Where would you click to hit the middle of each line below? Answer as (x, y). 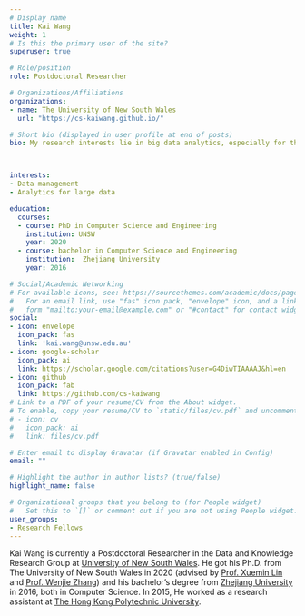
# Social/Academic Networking (67, 284)
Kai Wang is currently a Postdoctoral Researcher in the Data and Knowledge (152, 553)
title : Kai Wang (40, 26)
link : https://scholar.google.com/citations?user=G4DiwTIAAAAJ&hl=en (152, 369)
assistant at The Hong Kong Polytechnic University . (105, 601)
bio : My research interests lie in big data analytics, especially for (148, 143)
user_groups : (34, 519)
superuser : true (40, 52)
